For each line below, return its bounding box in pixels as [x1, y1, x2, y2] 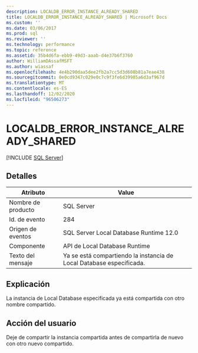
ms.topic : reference [6, 47, 57, 53]
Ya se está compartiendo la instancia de [62, 251, 174, 260]
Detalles [6, 171, 37, 181]
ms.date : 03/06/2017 [6, 25, 57, 31]
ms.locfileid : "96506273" [6, 96, 70, 102]
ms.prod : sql [6, 31, 38, 37]
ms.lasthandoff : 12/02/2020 [6, 91, 75, 97]
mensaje [9, 259, 33, 267]
